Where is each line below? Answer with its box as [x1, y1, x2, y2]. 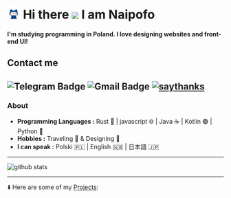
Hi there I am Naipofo [23, 7, 155, 23]
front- [203, 30, 222, 38]
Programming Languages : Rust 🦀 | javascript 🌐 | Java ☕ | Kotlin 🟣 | [16, 117, 212, 125]
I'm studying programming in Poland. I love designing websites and [7, 30, 203, 38]
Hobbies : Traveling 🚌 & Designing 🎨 [16, 134, 120, 142]
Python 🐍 [16, 126, 43, 135]
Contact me [7, 57, 58, 69]
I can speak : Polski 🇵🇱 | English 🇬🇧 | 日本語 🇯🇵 [16, 142, 159, 151]
